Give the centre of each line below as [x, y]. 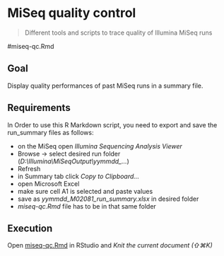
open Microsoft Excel [48, 184]
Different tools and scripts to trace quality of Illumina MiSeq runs [118, 33]
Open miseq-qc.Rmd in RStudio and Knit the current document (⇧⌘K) [110, 245]
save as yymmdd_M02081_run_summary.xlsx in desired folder [108, 199]
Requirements [39, 108]
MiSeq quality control [72, 13]
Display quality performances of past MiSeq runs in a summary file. [105, 86]
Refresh [29, 168]
